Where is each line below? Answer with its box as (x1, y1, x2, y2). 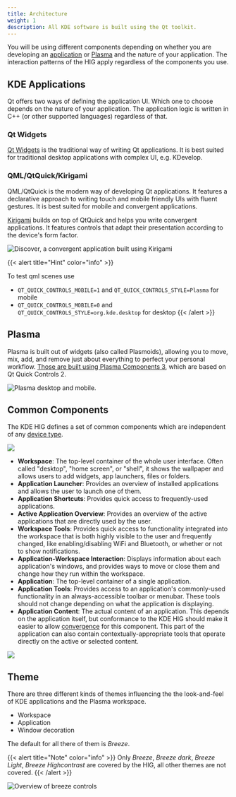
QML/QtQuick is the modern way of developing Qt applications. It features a (7, 187, 228, 195)
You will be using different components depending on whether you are (7, 43, 212, 52)
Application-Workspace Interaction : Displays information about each (17, 555, 221, 563)
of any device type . (7, 430, 63, 439)
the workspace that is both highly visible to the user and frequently (17, 532, 213, 541)
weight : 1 (7, 17, 37, 24)
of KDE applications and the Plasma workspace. (7, 697, 147, 706)
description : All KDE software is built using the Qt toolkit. (7, 23, 197, 30)
